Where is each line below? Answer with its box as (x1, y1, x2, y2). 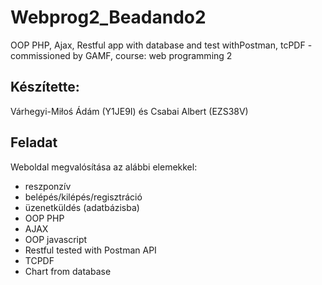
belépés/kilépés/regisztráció (24, 191, 143, 203)
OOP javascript (24, 233, 88, 245)
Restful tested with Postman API (24, 244, 157, 256)
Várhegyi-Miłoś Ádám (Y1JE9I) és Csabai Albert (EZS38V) (10, 105, 249, 117)
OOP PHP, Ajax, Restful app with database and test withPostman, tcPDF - (10, 39, 313, 51)
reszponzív (24, 180, 72, 192)
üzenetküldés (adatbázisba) (24, 201, 140, 213)
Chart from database (24, 265, 112, 277)
